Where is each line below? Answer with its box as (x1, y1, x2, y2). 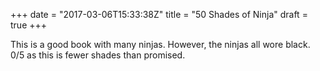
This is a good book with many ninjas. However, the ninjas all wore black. (10, 39, 311, 50)
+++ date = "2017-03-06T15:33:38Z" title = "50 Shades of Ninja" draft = (10, 9, 308, 20)
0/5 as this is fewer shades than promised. (10, 49, 186, 61)
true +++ (10, 19, 48, 31)
